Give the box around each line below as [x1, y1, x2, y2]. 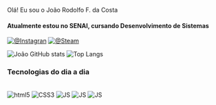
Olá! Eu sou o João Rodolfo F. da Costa [7, 6, 118, 14]
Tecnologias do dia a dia [7, 67, 89, 77]
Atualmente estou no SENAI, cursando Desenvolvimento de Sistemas [7, 21, 210, 30]
